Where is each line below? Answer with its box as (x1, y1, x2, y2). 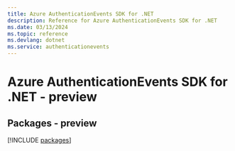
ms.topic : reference (7, 30, 69, 38)
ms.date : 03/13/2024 (7, 23, 69, 30)
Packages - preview (7, 117, 97, 129)
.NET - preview (7, 89, 97, 105)
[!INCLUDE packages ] (7, 136, 72, 144)
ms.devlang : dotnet (7, 37, 65, 44)
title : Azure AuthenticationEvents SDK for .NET (7, 10, 154, 18)
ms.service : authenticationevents (7, 43, 110, 50)
